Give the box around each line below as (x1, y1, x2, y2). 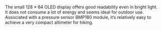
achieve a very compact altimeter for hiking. (5, 19, 93, 25)
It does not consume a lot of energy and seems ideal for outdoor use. (5, 9, 144, 15)
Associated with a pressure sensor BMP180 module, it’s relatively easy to (5, 15, 151, 20)
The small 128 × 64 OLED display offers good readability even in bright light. (5, 4, 158, 10)
